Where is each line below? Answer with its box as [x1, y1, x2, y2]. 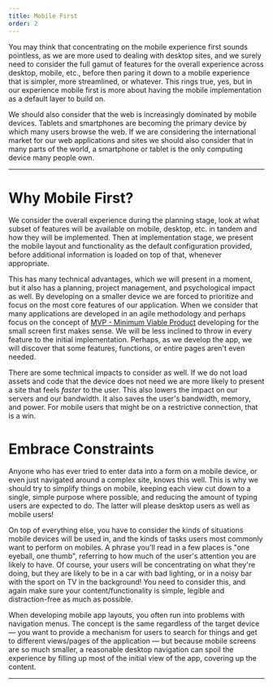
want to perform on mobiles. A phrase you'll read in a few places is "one [8, 542, 250, 553]
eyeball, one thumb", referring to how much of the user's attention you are [8, 551, 257, 561]
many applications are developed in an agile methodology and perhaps [8, 309, 246, 319]
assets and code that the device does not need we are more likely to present [8, 376, 265, 386]
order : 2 [8, 20, 38, 28]
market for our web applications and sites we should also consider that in [8, 135, 253, 145]
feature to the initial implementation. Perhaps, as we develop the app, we [8, 335, 253, 345]
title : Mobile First [8, 11, 79, 20]
